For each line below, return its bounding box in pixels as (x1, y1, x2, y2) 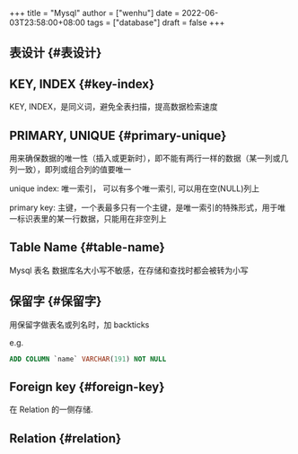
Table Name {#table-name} (9, 240, 166, 255)
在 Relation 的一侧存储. (9, 404, 93, 415)
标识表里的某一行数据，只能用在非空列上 (16, 214, 167, 224)
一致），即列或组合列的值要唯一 (16, 164, 132, 175)
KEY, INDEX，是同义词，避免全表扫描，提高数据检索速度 (9, 101, 218, 112)
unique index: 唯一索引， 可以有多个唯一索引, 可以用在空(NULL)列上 (9, 183, 260, 194)
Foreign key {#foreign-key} (9, 379, 165, 394)
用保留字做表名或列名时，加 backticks (9, 319, 150, 330)
